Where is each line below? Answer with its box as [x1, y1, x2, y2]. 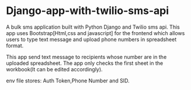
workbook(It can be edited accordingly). [6, 65, 103, 72]
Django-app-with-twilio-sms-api [6, 4, 169, 18]
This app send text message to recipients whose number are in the [6, 53, 167, 60]
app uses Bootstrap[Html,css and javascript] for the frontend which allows [6, 29, 185, 36]
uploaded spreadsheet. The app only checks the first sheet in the [6, 60, 164, 67]
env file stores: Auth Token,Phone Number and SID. [6, 77, 130, 84]
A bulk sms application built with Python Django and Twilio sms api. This [6, 23, 180, 30]
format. [6, 42, 24, 49]
